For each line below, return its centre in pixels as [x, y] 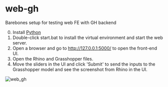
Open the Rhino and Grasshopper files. [53, 58]
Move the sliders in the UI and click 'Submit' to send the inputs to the [84, 64]
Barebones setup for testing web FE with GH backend [61, 22]
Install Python [27, 32]
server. [20, 42]
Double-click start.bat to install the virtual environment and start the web [88, 37]
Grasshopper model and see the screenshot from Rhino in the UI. [80, 69]
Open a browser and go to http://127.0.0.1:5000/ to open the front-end [85, 48]
